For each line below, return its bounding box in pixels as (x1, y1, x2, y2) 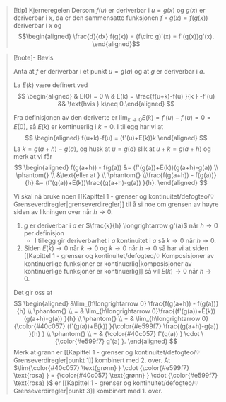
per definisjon (23, 228, 64, 237)
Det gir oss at (13, 288, 53, 296)
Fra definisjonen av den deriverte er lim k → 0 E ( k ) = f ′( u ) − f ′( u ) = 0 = (13, 113, 211, 123)
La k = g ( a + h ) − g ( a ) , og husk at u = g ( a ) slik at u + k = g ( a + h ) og (13, 145, 211, 153)
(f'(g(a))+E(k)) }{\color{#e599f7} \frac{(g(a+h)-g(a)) (66, 322, 219, 330)
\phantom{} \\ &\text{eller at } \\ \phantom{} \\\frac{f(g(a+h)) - (16, 170, 194, 179)
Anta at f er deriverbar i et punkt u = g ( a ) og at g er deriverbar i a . (13, 67, 206, 75)
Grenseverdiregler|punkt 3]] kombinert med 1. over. (13, 386, 163, 395)
